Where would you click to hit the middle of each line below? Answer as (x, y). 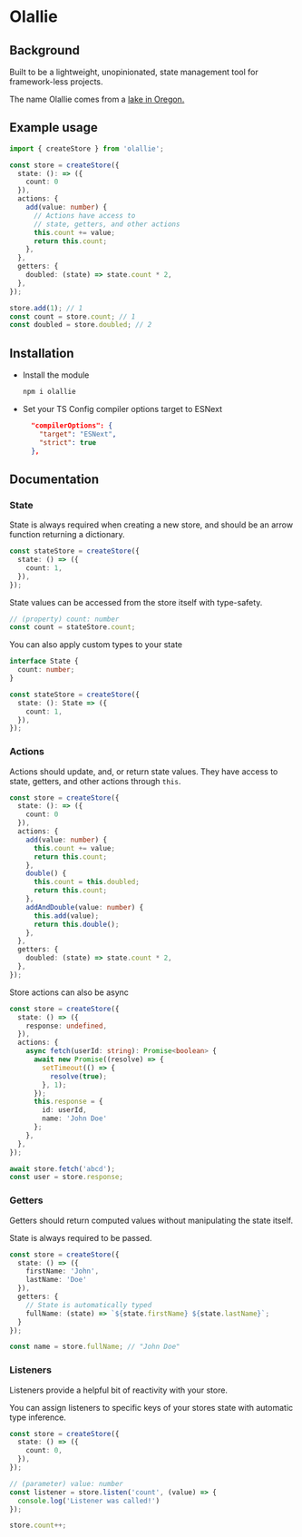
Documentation (54, 479)
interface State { (44, 661)
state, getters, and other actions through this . (95, 781)
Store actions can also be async (69, 992)
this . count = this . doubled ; (87, 882)
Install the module (56, 375)
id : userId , (65, 1110)
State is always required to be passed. (81, 1237)
